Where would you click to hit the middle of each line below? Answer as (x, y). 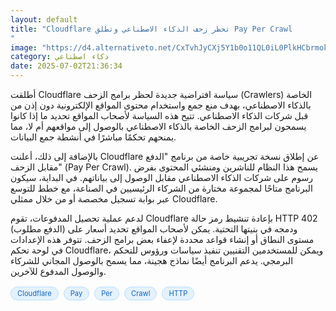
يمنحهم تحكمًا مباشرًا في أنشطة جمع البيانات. (93, 137)
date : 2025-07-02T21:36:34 (66, 66)
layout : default (44, 19)
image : (24, 47)
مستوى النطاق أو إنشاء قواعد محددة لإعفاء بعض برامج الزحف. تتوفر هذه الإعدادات (162, 239)
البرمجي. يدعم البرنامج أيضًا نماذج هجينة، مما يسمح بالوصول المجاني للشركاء (152, 260)
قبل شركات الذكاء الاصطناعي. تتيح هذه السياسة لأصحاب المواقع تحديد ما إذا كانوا (159, 115)
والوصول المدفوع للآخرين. (58, 271)
